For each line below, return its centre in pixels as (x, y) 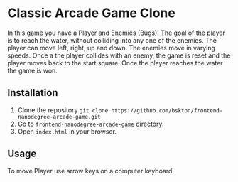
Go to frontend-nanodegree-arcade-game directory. (91, 124)
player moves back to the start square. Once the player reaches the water (115, 63)
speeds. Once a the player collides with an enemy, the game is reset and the (119, 55)
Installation (33, 93)
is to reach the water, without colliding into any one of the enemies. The (112, 40)
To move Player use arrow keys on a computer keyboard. (91, 171)
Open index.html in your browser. (67, 131)
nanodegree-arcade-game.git (59, 117)
